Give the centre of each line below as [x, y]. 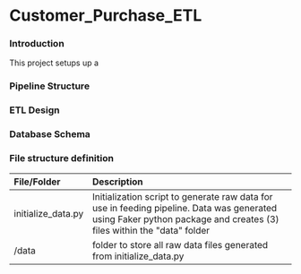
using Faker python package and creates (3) [186, 218]
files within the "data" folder [151, 230]
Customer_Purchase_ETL [106, 16]
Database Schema [50, 134]
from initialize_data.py [138, 256]
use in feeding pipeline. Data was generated [185, 208]
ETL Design [34, 110]
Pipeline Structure [50, 86]
